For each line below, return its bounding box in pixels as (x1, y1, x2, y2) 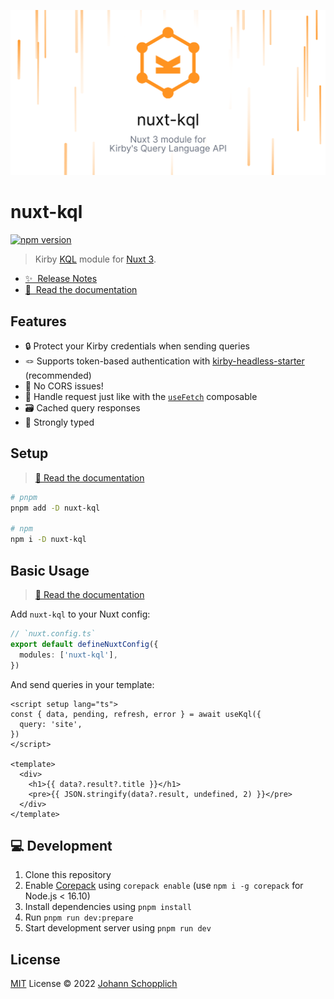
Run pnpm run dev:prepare (24, 911, 134, 924)
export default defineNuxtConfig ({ (10, 639, 159, 649)
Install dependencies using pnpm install (24, 901, 192, 913)
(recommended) (24, 370, 92, 382)
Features (10, 313, 67, 330)
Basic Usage (10, 562, 90, 579)
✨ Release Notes (24, 273, 98, 285)
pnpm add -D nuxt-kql (10, 503, 101, 513)
